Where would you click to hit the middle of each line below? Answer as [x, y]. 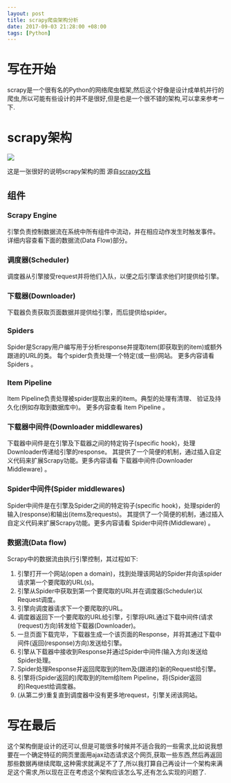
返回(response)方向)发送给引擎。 [78, 643]
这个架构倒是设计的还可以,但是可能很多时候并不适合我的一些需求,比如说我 [112, 746]
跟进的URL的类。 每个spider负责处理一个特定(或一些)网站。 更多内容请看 [111, 355]
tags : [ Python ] [29, 33]
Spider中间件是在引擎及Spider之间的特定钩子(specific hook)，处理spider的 [114, 505]
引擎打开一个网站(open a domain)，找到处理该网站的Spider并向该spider [120, 574]
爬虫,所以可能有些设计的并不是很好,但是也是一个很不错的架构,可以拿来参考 [113, 98]
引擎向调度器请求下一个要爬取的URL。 [72, 608]
